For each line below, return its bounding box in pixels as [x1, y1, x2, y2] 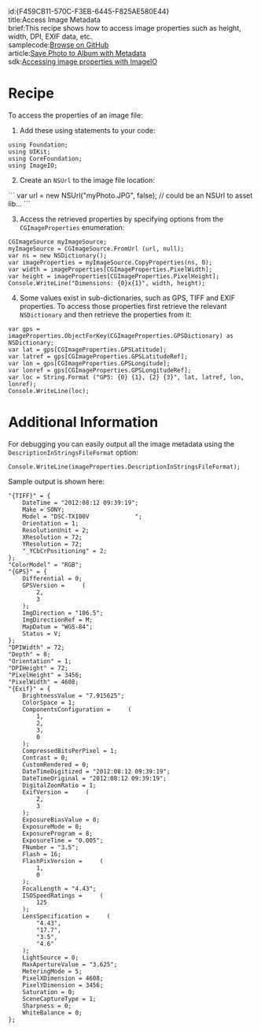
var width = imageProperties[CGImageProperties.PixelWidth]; [8, 265, 213, 273]
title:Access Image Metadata [8, 15, 101, 24]
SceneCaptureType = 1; [22, 995, 97, 1003]
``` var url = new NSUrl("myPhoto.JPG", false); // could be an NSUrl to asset [8, 191, 253, 200]
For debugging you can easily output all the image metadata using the [8, 439, 234, 448]
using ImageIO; [8, 161, 58, 169]
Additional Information [8, 414, 159, 432]
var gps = [8, 325, 41, 333]
